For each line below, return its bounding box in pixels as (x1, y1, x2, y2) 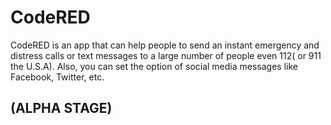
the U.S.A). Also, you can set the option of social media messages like (10, 60, 298, 72)
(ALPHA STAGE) (10, 100, 113, 117)
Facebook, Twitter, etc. (10, 71, 105, 83)
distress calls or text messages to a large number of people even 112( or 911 (10, 49, 322, 61)
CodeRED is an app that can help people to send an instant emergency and (10, 39, 320, 51)
